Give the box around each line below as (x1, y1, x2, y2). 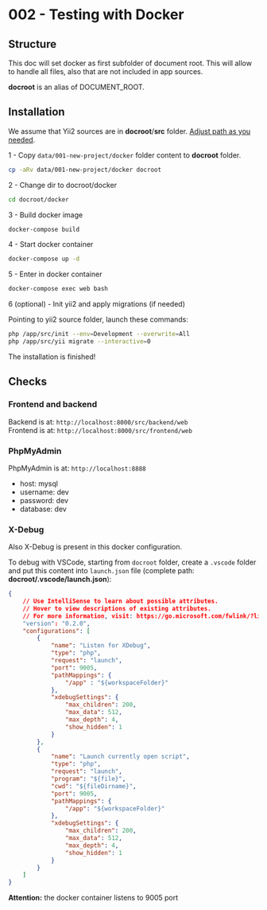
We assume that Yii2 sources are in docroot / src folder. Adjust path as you (8, 126, 251, 136)
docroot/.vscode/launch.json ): (8, 575, 112, 584)
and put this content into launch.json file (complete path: (8, 566, 195, 576)
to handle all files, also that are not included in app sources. (8, 67, 203, 76)
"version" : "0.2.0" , (22, 619, 91, 627)
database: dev (19, 504, 68, 514)
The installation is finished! (8, 352, 96, 361)
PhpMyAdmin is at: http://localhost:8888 (8, 463, 146, 473)
